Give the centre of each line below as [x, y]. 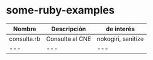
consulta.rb [25, 39]
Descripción [69, 29]
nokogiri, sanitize [120, 39]
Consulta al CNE [69, 39]
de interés [120, 29]
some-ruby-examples [60, 10]
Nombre [25, 29]
